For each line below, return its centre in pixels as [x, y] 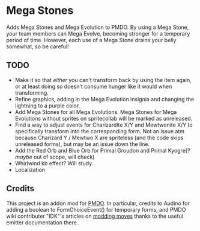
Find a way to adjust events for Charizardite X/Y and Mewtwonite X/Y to [104, 125]
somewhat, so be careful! [38, 46]
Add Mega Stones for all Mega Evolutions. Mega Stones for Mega [96, 112]
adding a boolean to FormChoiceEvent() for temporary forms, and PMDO [96, 209]
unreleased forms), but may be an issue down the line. [82, 144]
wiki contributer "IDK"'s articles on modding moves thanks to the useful [95, 216]
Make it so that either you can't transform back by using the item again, [103, 80]
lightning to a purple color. [47, 106]
